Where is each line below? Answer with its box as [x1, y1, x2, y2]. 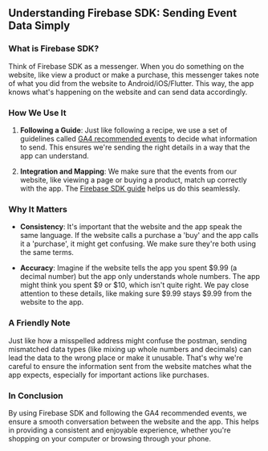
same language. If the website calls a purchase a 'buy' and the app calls [19, 231, 259, 240]
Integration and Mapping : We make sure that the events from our [19, 166, 238, 176]
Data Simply [8, 19, 71, 33]
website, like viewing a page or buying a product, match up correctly [19, 174, 247, 184]
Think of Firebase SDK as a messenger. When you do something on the [8, 61, 245, 71]
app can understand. [19, 150, 90, 160]
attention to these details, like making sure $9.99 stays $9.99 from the [19, 289, 253, 298]
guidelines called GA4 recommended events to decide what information [19, 133, 258, 143]
